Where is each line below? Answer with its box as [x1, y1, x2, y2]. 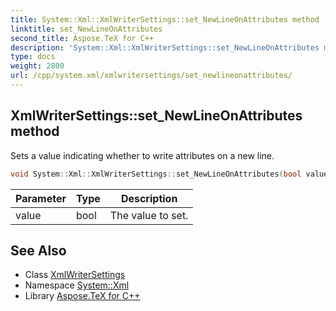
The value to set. [109, 208, 189, 222]
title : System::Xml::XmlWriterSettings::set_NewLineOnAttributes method [10, 14, 320, 25]
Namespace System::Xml [24, 279, 130, 291]
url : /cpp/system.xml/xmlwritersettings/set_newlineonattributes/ [10, 71, 293, 81]
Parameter [15, 191, 67, 205]
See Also [10, 242, 67, 259]
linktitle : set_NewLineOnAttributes [10, 24, 163, 34]
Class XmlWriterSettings [24, 269, 126, 281]
